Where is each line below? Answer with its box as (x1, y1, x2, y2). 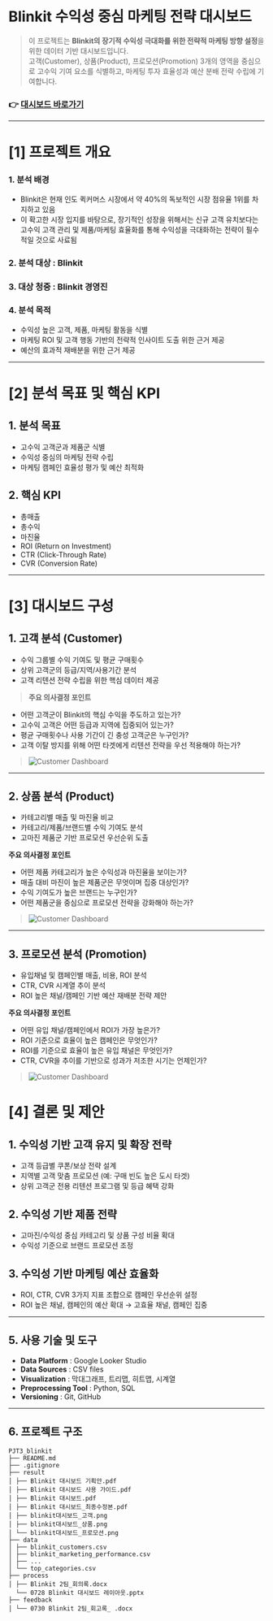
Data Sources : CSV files (19, 1364, 104, 1374)
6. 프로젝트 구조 (8, 1425, 83, 1439)
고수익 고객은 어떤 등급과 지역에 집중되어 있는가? (19, 720, 175, 730)
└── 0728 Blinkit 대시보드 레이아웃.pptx (15, 1588, 145, 1597)
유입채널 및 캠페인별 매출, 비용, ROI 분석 (19, 970, 148, 980)
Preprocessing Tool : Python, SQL (19, 1383, 136, 1393)
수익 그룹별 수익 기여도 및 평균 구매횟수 (19, 655, 145, 665)
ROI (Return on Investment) (19, 541, 112, 551)
